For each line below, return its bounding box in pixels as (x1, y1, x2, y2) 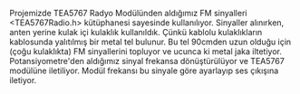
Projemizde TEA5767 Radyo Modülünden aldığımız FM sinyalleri (9, 8, 247, 18)
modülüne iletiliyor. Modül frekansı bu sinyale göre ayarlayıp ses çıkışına (9, 65, 279, 76)
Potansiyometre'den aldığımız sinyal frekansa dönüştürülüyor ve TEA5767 (9, 56, 285, 66)
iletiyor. (9, 75, 37, 85)
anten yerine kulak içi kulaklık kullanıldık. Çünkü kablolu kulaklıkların (9, 27, 263, 37)
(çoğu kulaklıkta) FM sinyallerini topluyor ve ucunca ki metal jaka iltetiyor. (9, 46, 283, 57)
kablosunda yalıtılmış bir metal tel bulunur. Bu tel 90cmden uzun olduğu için (9, 36, 292, 47)
